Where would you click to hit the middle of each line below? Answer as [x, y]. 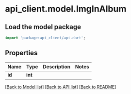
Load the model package [43, 27]
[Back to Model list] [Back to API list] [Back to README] [61, 87]
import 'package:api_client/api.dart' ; [45, 38]
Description [57, 66]
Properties [21, 53]
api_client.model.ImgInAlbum [66, 9]
